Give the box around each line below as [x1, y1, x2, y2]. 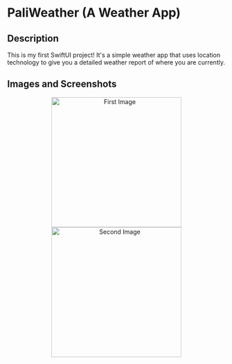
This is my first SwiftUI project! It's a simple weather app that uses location [7, 51, 221, 59]
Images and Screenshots [7, 78, 117, 90]
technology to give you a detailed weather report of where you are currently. [7, 58, 225, 67]
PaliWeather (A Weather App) [7, 5, 181, 21]
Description [7, 33, 59, 44]
